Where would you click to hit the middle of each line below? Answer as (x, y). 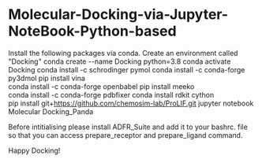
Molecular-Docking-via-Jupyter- (118, 15)
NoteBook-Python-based (92, 31)
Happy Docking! (34, 150)
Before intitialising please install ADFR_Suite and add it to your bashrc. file (128, 127)
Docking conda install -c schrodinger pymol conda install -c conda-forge (127, 69)
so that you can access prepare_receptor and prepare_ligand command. (125, 135)
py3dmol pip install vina (47, 78)
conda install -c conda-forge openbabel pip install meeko (101, 86)
